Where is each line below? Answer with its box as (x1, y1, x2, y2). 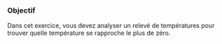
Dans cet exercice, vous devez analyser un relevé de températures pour (7, 22, 215, 30)
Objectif (7, 6, 36, 15)
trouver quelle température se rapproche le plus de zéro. (7, 29, 171, 37)
